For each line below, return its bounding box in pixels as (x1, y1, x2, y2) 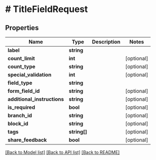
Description (91, 39, 121, 45)
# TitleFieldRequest (5, 4, 88, 15)
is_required (7, 104, 35, 111)
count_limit (7, 55, 35, 62)
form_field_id (7, 88, 40, 94)
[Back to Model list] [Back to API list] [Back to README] (5, 149, 120, 155)
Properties (5, 24, 39, 32)
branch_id (7, 112, 32, 119)
